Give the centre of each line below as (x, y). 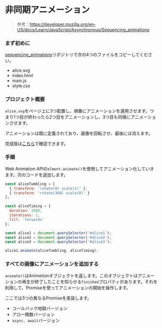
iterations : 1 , (25, 215)
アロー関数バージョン (33, 314)
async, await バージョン (36, 320)
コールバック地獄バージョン (40, 308)
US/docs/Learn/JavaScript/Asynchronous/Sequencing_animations (83, 30)
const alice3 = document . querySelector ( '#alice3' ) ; (58, 242)
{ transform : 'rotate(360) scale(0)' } (50, 193)
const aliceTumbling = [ (30, 184)
